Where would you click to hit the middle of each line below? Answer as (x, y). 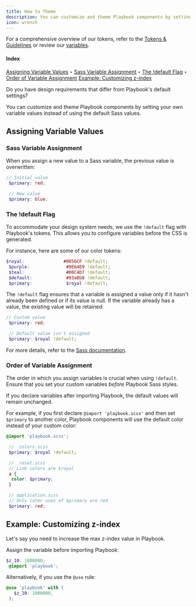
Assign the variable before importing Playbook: (62, 550)
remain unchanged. (29, 402)
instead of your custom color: (41, 426)
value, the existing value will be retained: (55, 307)
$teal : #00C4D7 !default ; (60, 272)
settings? (17, 95)
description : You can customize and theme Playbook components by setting (99, 17)
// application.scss (34, 495)
